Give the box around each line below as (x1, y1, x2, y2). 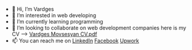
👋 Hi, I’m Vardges (11, 6, 55, 12)
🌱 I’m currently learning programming (11, 18, 104, 25)
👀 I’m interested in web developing (11, 12, 97, 19)
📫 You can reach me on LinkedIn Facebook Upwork (11, 37, 139, 44)
